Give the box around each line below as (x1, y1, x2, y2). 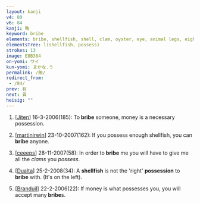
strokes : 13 (6, 48, 36, 54)
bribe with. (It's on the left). (14, 173, 82, 180)
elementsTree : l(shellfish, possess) (6, 42, 100, 48)
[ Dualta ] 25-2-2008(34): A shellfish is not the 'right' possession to (14, 167, 180, 174)
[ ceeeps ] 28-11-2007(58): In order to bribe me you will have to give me (14, 149, 189, 156)
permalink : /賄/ (6, 70, 46, 76)
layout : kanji (6, 8, 42, 15)
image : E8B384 (6, 53, 42, 59)
